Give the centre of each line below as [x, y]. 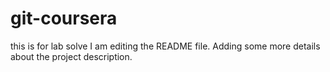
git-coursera [64, 18]
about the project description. [71, 56]
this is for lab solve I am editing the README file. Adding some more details [165, 46]
